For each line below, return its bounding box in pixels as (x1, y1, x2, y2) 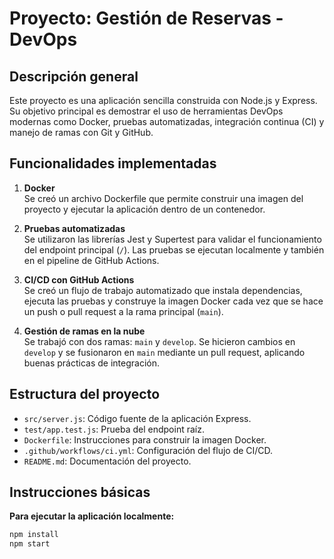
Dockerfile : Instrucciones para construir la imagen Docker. (23, 433, 267, 446)
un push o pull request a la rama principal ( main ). (23, 305, 224, 317)
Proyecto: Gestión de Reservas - (9, 7, 284, 30)
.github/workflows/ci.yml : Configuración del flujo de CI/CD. (23, 444, 274, 456)
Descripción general (9, 68, 139, 85)
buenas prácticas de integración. (23, 357, 161, 369)
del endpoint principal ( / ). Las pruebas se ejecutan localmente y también (23, 243, 325, 256)
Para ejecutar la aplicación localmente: (9, 510, 175, 522)
